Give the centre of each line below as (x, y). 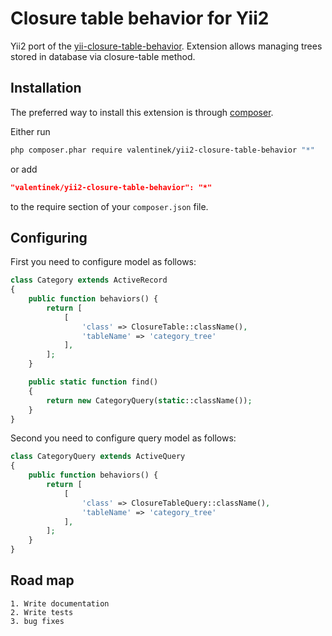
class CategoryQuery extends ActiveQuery (98, 457)
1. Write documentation (60, 603)
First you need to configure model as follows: (103, 262)
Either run (30, 131)
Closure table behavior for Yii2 (140, 18)
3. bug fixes (37, 621)
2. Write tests (42, 612)
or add (24, 169)
